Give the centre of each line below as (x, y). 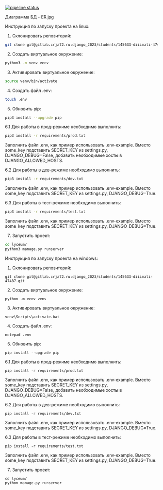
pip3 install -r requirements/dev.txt (44, 179)
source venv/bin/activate (31, 81)
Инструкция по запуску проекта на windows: (51, 258)
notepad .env (18, 335)
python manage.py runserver (33, 483)
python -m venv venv (26, 299)
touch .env (16, 99)
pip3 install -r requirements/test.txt (45, 212)
